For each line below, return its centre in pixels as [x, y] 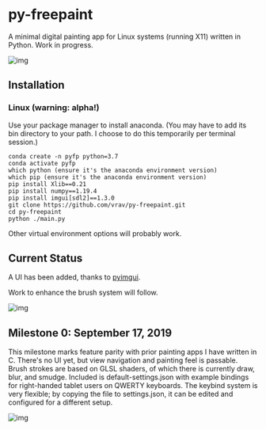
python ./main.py [37, 219]
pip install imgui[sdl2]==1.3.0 [61, 198]
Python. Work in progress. [51, 44]
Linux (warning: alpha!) [54, 108]
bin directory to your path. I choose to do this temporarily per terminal [122, 133]
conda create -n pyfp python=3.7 [63, 156]
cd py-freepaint [35, 211]
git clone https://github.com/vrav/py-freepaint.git [97, 205]
